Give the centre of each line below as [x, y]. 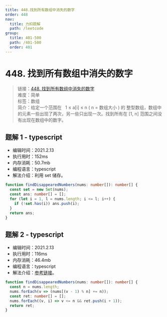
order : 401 [21, 47]
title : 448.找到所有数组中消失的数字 [40, 10]
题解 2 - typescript [34, 234]
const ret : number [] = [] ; [38, 296]
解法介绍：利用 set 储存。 [39, 175]
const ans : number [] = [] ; [38, 194]
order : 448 [17, 15]
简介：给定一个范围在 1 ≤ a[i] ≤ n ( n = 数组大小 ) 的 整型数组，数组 [87, 107]
